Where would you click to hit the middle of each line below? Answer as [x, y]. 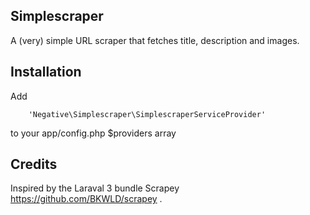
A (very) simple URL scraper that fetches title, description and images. [155, 40]
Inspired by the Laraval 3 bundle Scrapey [95, 188]
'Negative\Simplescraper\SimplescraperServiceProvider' [147, 114]
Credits [34, 164]
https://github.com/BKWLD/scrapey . [86, 199]
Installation [46, 72]
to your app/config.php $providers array [93, 133]
